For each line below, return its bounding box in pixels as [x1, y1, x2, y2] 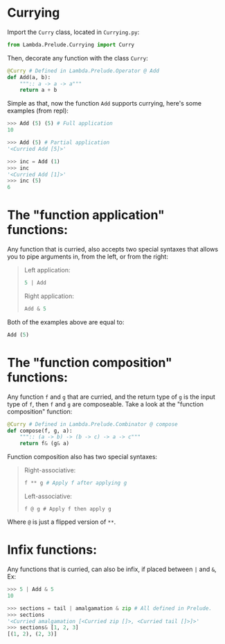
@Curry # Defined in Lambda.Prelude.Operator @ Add [7, 67, 159, 74]
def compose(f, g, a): [7, 427, 73, 434]
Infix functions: [7, 542, 98, 558]
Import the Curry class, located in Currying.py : [7, 28, 140, 36]
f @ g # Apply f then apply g [24, 506, 112, 513]
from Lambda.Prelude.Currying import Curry [7, 41, 135, 48]
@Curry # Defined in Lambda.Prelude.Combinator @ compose [7, 420, 178, 428]
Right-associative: [24, 466, 76, 474]
